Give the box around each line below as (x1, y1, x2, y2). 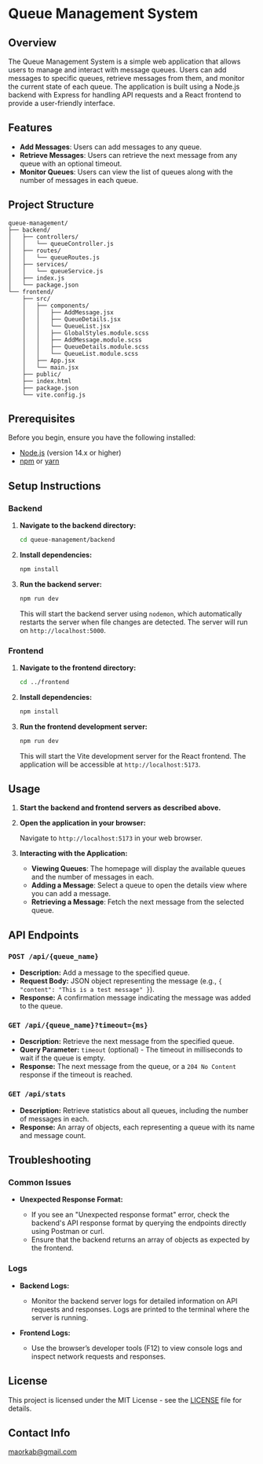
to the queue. (19, 1001, 64, 1011)
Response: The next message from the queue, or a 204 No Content (19, 1062, 237, 1071)
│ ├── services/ (8, 260, 68, 268)
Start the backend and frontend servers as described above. (19, 803, 221, 813)
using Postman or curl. (31, 1227, 104, 1236)
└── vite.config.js (22, 390, 86, 399)
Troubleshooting (8, 1154, 92, 1167)
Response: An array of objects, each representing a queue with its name (19, 1122, 255, 1132)
